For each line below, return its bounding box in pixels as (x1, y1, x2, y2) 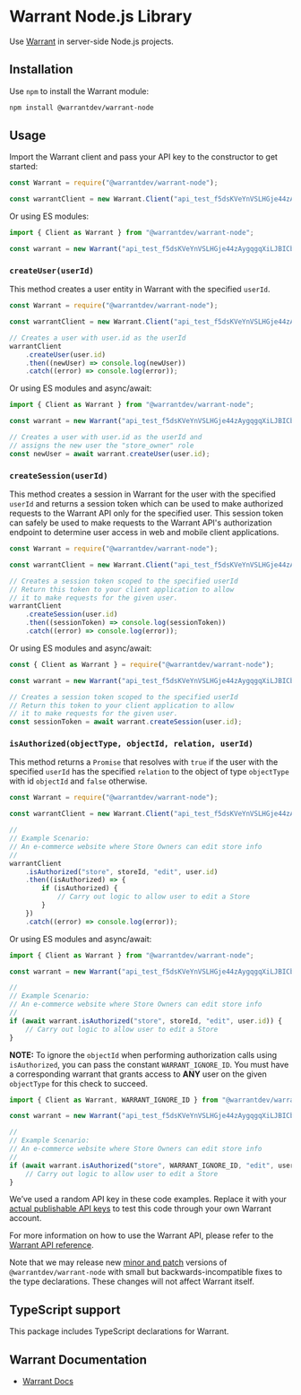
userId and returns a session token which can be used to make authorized (9, 498, 284, 509)
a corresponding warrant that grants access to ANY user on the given (9, 1069, 267, 1079)
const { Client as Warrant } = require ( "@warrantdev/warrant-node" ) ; (9, 660, 275, 669)
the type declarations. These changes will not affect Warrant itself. (9, 1276, 255, 1287)
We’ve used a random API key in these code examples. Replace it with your (9, 1194, 287, 1205)
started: (9, 161, 39, 172)
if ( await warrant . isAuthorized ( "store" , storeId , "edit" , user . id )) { (9, 1016, 282, 1026)
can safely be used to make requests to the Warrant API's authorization (9, 517, 272, 528)
